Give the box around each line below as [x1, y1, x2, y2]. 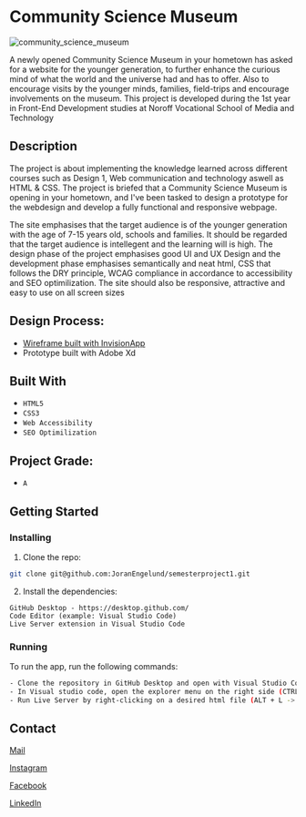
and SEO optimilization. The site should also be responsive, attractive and [9, 277, 285, 288]
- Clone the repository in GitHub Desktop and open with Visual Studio [9, 679, 287, 689]
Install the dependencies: [22, 586, 118, 597]
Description [9, 138, 77, 154]
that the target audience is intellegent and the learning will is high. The [9, 239, 273, 250]
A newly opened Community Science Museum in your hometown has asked [9, 54, 293, 65]
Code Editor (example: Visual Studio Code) [9, 611, 178, 620]
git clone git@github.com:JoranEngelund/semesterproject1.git [9, 569, 250, 578]
